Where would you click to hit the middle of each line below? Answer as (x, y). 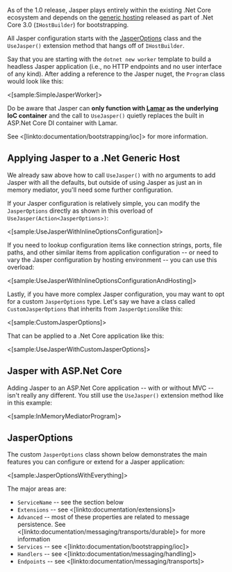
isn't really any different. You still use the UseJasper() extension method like (115, 395)
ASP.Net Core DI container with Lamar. (63, 123)
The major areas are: (37, 489)
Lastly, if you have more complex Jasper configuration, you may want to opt (116, 294)
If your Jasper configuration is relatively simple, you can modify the (103, 203)
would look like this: (35, 81)
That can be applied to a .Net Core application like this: (86, 336)
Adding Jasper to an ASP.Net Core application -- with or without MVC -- (110, 388)
